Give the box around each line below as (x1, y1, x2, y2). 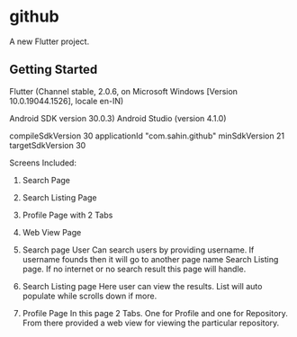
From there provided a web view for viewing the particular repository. (22, 317, 280, 328)
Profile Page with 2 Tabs (22, 209, 113, 220)
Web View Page (22, 226, 82, 237)
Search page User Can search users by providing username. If (22, 244, 255, 255)
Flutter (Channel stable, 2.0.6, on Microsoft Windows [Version (9, 85, 238, 96)
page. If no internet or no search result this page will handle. (22, 263, 247, 274)
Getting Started (9, 62, 98, 77)
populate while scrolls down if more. (22, 290, 157, 301)
